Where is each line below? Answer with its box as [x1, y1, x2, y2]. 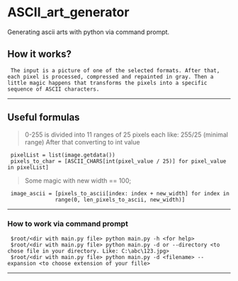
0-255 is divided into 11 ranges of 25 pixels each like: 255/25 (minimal [24, 130, 229, 139]
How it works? [7, 48, 72, 60]
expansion [7, 260, 37, 267]
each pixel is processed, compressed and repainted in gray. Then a [7, 73, 214, 80]
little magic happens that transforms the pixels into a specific [7, 79, 208, 86]
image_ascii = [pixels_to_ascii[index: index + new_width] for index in [10, 190, 230, 197]
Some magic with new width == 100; [24, 176, 132, 185]
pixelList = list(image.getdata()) [10, 151, 115, 159]
